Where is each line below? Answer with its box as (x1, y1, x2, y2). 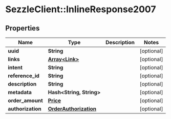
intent (8, 64, 23, 71)
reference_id (8, 72, 40, 79)
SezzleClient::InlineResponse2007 (5, 4, 156, 15)
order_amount (8, 97, 44, 104)
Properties (5, 24, 40, 33)
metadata (8, 89, 32, 96)
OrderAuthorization (48, 105, 97, 112)
